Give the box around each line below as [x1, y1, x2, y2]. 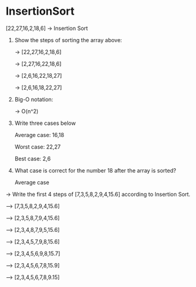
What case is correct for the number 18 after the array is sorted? [14, 166, 176, 174]
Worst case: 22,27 [14, 143, 61, 151]
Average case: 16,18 [14, 131, 65, 138]
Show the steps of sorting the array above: [14, 36, 123, 43]
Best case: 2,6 [14, 155, 51, 162]
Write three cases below [14, 119, 76, 127]
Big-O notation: [14, 95, 53, 103]
